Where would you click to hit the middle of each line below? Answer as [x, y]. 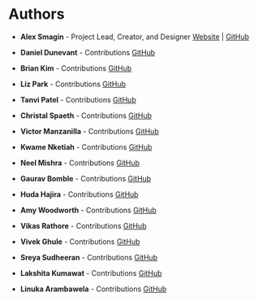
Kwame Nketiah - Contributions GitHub [86, 146]
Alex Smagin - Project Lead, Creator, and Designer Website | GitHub [135, 37]
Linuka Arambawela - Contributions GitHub [93, 289]
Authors [37, 14]
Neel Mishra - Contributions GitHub [80, 163]
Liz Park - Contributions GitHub [73, 84]
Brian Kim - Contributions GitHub [76, 68]
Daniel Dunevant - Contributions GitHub [88, 52]
